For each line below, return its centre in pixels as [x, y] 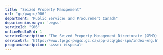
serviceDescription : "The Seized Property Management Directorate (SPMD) [81, 36]
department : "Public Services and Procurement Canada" [62, 18]
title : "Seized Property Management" [43, 9]
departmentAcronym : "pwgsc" [33, 23]
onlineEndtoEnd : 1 [24, 32]
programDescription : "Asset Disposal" [44, 45]
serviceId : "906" [23, 27]
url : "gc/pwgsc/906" [26, 14]
